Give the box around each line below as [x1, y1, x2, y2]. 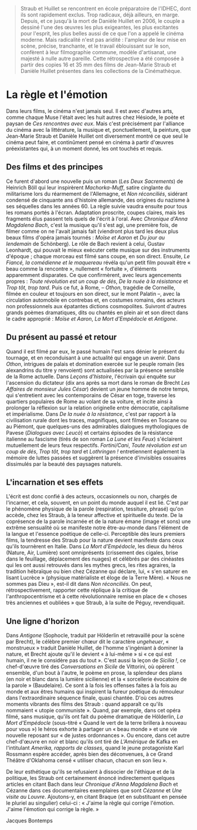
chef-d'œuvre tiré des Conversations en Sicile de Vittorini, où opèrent [6, 663, 175, 670]
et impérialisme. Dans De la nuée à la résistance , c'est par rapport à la [6, 410, 176, 417]
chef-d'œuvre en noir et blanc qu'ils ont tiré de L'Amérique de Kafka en [6, 738, 178, 745]
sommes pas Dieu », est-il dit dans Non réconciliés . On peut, [6, 581, 152, 588]
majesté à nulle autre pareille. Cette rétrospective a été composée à [20, 55, 184, 62]
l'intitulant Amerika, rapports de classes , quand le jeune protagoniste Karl [6, 744, 184, 752]
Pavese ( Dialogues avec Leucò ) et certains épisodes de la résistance [6, 429, 173, 436]
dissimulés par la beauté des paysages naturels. [6, 460, 123, 467]
